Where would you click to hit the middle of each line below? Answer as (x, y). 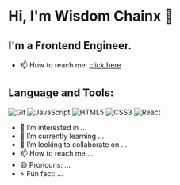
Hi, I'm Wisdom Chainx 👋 (91, 16)
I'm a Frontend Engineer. (70, 46)
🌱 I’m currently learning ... (62, 136)
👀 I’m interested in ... (53, 127)
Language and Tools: (61, 93)
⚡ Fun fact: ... (41, 173)
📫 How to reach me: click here (70, 65)
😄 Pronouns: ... (45, 164)
